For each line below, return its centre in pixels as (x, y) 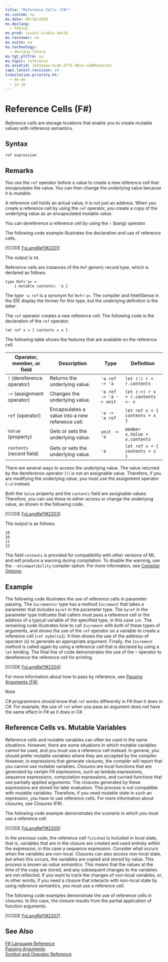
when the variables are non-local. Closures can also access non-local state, (83, 853)
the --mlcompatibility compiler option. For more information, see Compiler (83, 566)
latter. (11, 306)
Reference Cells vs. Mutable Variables (66, 728)
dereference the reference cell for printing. (49, 657)
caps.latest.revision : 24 (32, 70)
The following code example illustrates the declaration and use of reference (83, 233)
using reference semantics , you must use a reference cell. (65, 885)
